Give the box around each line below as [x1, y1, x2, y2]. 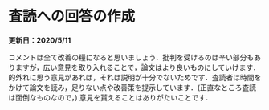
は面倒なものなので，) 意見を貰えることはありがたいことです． [8, 92, 213, 102]
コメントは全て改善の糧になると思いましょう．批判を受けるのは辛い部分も [8, 52, 255, 62]
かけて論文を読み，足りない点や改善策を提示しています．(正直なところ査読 [8, 82, 257, 92]
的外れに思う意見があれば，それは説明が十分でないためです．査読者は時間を [8, 72, 262, 82]
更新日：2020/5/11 [8, 35, 71, 45]
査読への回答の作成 [8, 7, 136, 26]
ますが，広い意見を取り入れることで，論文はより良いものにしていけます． [14, 62, 260, 72]
